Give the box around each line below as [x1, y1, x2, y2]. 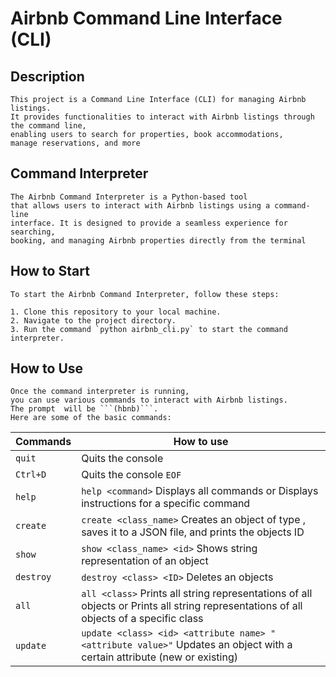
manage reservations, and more [10, 138, 141, 148]
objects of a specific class [81, 612, 204, 626]
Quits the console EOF [81, 468, 182, 482]
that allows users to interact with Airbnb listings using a [10, 200, 271, 211]
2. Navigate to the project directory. [10, 315, 177, 326]
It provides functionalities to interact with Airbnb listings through [10, 112, 315, 122]
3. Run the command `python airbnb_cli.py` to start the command [10, 324, 288, 334]
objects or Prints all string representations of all [81, 599, 303, 613]
